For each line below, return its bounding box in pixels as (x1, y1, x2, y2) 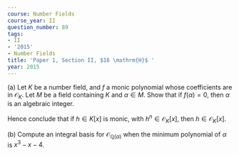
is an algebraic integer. (7, 100, 75, 108)
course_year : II (7, 17, 56, 24)
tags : (7, 30, 24, 38)
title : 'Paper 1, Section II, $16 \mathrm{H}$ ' (7, 57, 155, 64)
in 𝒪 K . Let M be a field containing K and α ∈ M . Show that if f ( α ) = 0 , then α (7, 90, 230, 100)
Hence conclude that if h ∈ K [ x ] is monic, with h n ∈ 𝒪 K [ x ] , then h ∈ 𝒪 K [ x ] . (7, 113, 227, 124)
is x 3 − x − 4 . (7, 139, 45, 149)
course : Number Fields (7, 10, 75, 18)
